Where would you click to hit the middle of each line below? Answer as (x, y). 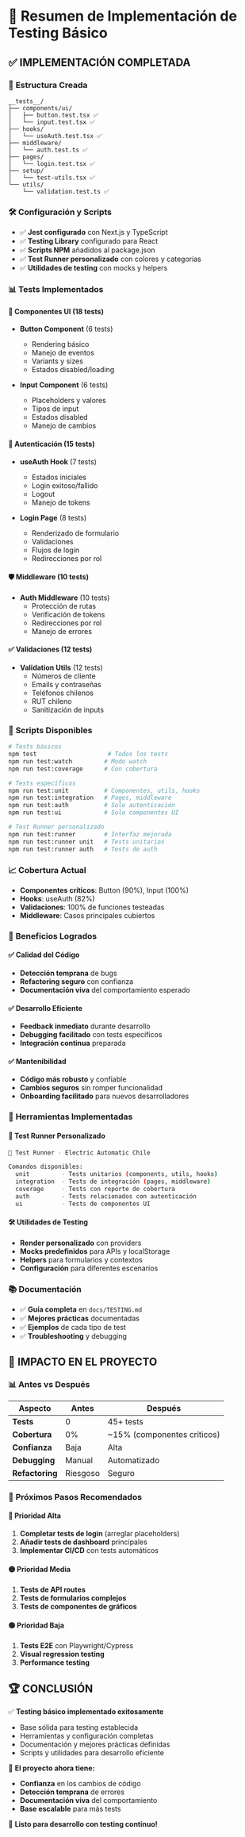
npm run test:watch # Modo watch (78, 761)
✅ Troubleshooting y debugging (73, 1336)
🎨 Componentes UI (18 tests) (56, 311)
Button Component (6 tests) (66, 329)
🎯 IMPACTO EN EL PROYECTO (83, 1361)
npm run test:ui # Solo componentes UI (94, 813)
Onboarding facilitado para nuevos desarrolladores (104, 1096)
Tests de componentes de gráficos (78, 1607)
